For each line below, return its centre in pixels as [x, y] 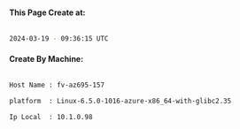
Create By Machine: [46, 58]
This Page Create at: [47, 12]
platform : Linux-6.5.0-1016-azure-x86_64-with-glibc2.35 [120, 102]
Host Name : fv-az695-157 [57, 85]
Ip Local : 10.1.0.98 [51, 118]
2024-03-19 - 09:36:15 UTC [59, 39]
